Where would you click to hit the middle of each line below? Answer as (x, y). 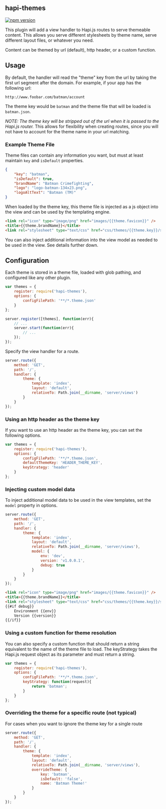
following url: (18, 88)
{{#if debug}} (20, 606)
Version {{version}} (35, 616)
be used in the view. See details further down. (52, 245)
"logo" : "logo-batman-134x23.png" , (51, 188)
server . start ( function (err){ (44, 328)
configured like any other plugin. (38, 278)
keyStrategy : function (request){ (57, 682)
